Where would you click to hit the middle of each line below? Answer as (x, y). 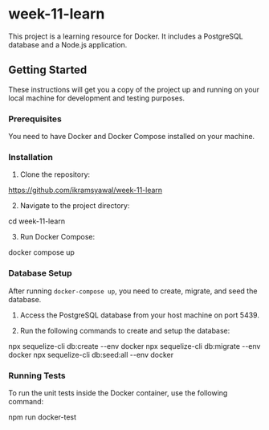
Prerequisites (35, 119)
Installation (31, 157)
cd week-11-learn (37, 221)
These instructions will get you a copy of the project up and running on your (134, 89)
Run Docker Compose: (57, 237)
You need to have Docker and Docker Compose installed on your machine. (132, 137)
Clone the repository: (55, 174)
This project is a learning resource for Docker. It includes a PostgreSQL (126, 36)
